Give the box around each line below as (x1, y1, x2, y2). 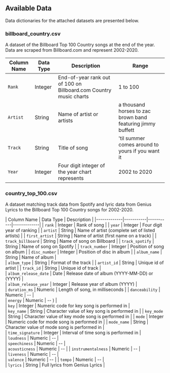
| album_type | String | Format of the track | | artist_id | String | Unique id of (5, 259, 164, 266)
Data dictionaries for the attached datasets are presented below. (5, 17, 140, 23)
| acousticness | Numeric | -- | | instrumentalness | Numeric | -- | (5, 346, 141, 352)
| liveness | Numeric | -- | (5, 351, 59, 357)
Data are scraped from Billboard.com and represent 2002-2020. (5, 47, 139, 53)
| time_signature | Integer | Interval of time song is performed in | (5, 329, 141, 336)
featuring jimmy (118, 120, 156, 127)
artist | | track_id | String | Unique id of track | (5, 265, 101, 271)
